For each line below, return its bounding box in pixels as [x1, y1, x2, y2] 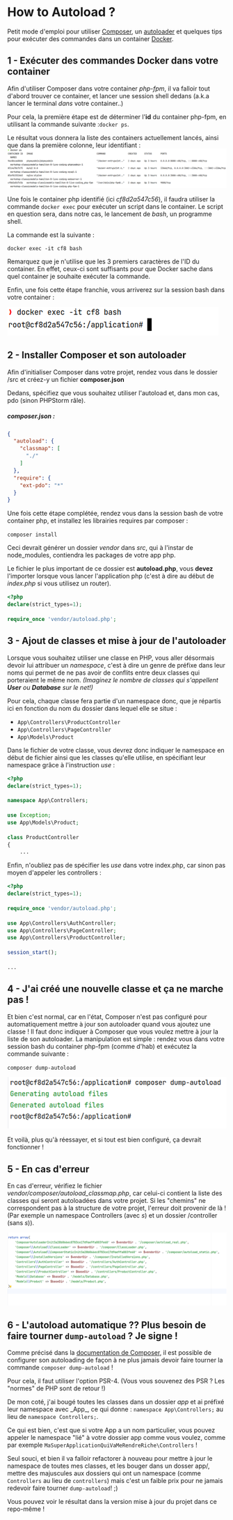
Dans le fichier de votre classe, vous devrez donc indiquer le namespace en [7, 746, 225, 754]
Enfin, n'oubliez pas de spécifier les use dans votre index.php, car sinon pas [7, 861, 226, 870]
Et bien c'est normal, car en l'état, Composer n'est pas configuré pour [7, 1012, 207, 1021]
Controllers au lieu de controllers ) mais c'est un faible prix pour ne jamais [7, 1477, 223, 1485]
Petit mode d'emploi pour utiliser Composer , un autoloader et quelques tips [7, 27, 223, 36]
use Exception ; [7, 812, 51, 819]
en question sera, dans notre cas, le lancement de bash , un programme [7, 210, 212, 218]
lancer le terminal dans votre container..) [7, 99, 124, 107]
